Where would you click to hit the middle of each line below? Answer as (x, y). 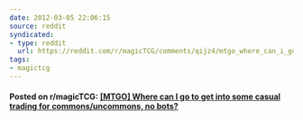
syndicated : (32, 34)
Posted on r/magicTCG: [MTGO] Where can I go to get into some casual (145, 97)
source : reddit (38, 26)
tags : (19, 60)
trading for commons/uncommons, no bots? (94, 106)
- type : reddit (38, 43)
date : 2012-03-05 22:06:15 (60, 18)
